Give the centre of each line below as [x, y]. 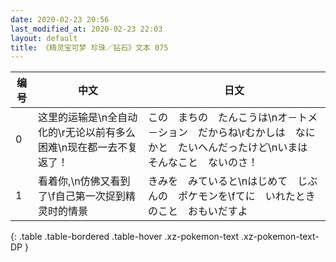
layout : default [44, 38]
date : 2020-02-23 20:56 [60, 19]
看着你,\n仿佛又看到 [84, 181]
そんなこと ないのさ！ [203, 163]
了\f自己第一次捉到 [82, 196]
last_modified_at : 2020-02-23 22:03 [86, 29]
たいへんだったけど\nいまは [243, 148]
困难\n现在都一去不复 [88, 148]
